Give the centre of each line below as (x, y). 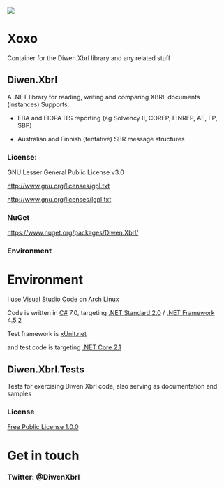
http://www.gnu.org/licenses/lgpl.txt (59, 200)
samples (20, 394)
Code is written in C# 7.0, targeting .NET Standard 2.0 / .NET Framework (111, 313)
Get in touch (43, 455)
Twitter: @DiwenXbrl (44, 477)
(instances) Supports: (38, 104)
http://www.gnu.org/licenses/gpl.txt (59, 186)
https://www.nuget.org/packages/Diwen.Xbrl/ (73, 233)
